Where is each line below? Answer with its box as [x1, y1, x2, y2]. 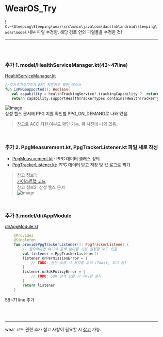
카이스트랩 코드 [16, 178, 46, 184]
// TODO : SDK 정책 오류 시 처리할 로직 [31, 274, 102, 279]
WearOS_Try [5, 3, 57, 14]
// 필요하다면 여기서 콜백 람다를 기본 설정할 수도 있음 [22, 246, 117, 251]
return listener [22, 283, 55, 288]
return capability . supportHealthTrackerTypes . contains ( [11, 96, 127, 101]
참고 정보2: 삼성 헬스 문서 [16, 185, 65, 190]
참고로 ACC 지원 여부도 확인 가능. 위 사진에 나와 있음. [16, 121, 118, 127]
